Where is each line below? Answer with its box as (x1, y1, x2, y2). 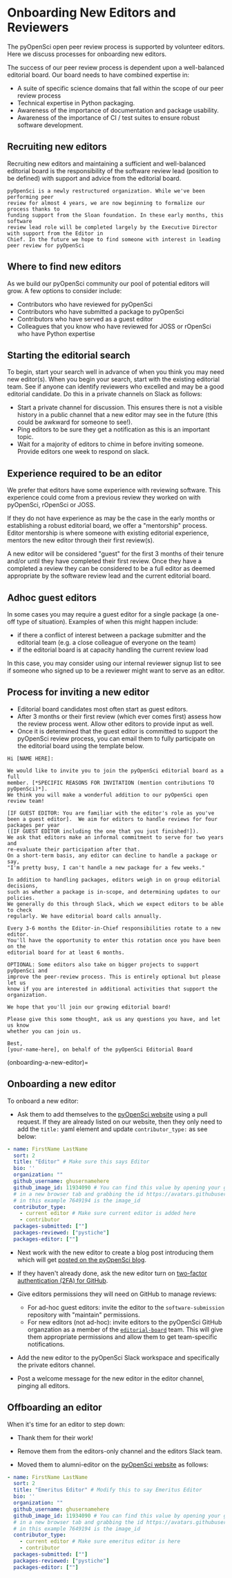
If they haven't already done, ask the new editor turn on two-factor (17, 1269, 207, 1277)
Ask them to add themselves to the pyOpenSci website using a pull (17, 1110, 208, 1118)
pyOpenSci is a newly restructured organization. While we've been (7, 187, 206, 195)
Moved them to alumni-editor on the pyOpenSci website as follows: (17, 1460, 209, 1469)
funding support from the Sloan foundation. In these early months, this (7, 211, 224, 219)
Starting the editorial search (7, 349, 130, 361)
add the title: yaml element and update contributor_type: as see (17, 1124, 208, 1133)
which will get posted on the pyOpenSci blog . (17, 1255, 147, 1264)
